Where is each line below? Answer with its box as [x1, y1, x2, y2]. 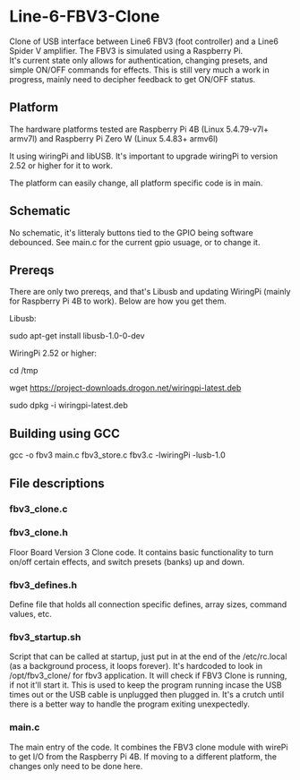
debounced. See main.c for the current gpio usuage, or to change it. [9, 236, 261, 247]
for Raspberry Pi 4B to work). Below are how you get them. [9, 296, 227, 306]
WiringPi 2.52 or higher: [9, 347, 97, 359]
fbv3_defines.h [9, 579, 78, 591]
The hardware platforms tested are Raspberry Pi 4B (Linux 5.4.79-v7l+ [9, 124, 269, 134]
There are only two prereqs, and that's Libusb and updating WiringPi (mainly [9, 287, 291, 297]
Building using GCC [9, 425, 121, 441]
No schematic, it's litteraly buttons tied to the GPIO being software [9, 227, 253, 238]
